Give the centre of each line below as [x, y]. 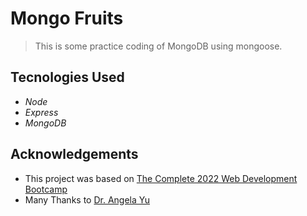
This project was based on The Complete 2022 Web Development [161, 178]
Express [41, 112]
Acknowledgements [74, 154]
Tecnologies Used [67, 77]
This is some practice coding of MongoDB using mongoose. [158, 46]
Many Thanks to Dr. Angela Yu [87, 199]
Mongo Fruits [67, 18]
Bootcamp [46, 189]
